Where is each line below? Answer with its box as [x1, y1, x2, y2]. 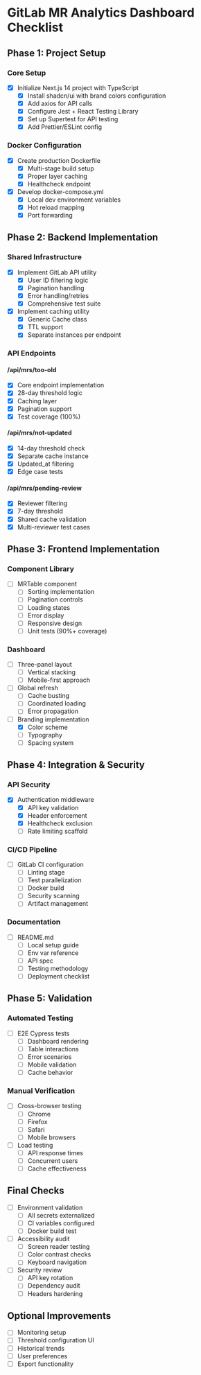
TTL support [27, 323, 64, 331]
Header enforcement [27, 811, 88, 819]
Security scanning [27, 892, 80, 900]
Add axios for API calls [27, 99, 92, 107]
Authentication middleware [17, 796, 95, 804]
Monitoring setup [17, 1329, 67, 1337]
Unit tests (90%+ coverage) [27, 627, 107, 635]
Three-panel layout [17, 660, 73, 669]
